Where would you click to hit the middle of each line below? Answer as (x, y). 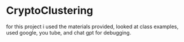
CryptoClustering (50, 11)
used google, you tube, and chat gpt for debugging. (68, 32)
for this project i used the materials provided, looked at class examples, (92, 26)
